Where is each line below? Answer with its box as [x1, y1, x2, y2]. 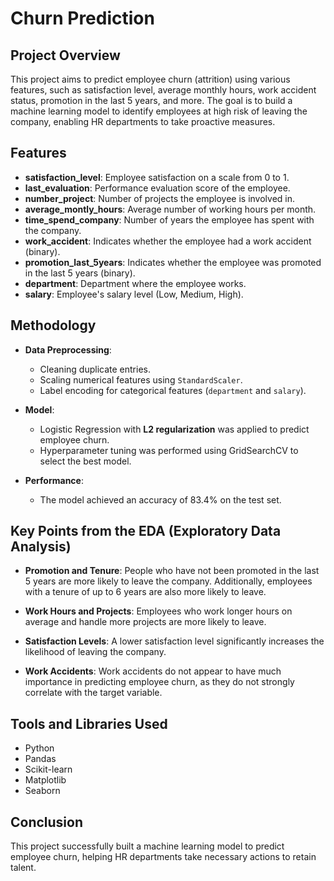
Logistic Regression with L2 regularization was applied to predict [39, 423, 310, 435]
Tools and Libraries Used [10, 715, 168, 732]
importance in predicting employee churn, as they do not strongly [24, 676, 295, 688]
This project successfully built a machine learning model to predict [10, 840, 285, 852]
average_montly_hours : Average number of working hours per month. [24, 203, 317, 215]
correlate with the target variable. [24, 687, 163, 699]
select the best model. [39, 455, 132, 467]
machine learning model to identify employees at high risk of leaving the [10, 105, 308, 117]
